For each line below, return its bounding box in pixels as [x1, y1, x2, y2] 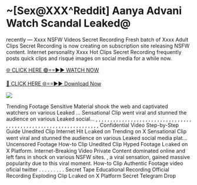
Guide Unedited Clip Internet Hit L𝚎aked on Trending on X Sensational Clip [6, 127, 187, 134]
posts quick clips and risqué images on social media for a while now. [6, 55, 172, 62]
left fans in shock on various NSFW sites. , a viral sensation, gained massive [6, 153, 190, 160]
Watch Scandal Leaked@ [6, 16, 131, 30]
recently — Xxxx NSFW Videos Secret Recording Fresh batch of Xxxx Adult [6, 36, 189, 43]
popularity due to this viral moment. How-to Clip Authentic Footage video [6, 160, 183, 167]
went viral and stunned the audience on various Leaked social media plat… [6, 134, 187, 142]
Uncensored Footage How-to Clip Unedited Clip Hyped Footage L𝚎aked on [6, 140, 188, 147]
